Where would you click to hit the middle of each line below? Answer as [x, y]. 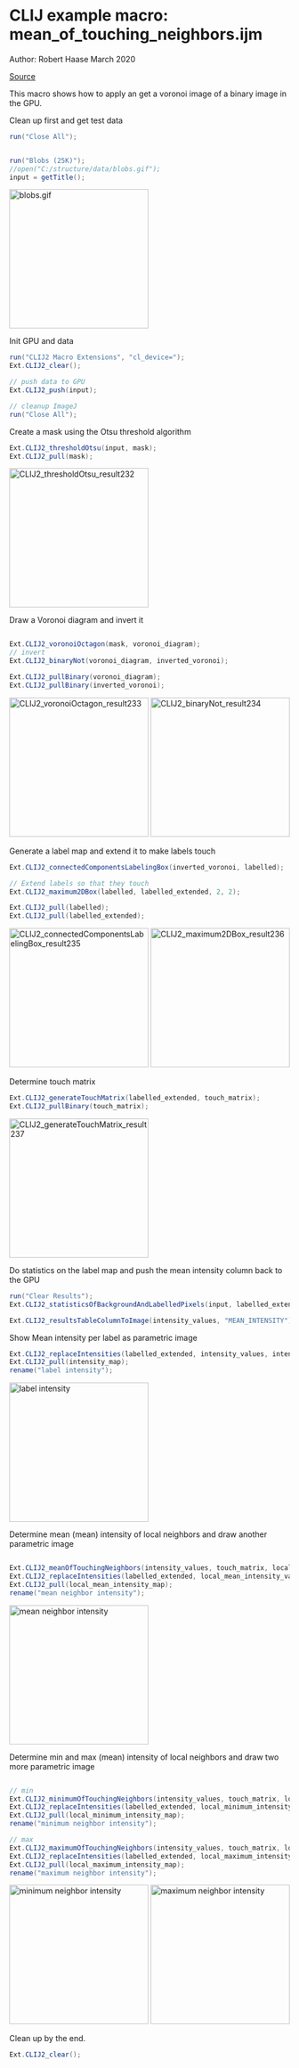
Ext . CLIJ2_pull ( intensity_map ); [69, 1362]
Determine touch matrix [53, 1082]
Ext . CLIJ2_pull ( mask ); [51, 456]
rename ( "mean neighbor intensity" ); [77, 1593]
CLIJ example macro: [89, 16]
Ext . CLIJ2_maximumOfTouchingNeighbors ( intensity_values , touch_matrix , [145, 1848]
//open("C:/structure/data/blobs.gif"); [85, 169]
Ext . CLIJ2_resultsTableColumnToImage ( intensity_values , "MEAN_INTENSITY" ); [153, 1320]
